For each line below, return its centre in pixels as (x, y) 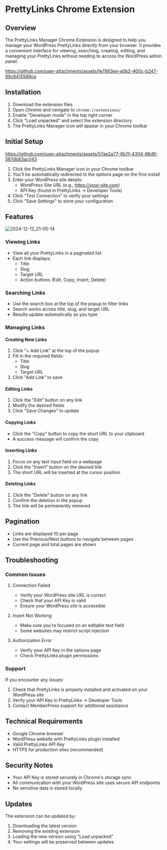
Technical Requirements (44, 721)
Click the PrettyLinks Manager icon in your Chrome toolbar (73, 169)
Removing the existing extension (46, 831)
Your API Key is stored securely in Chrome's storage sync (72, 777)
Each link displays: (32, 258)
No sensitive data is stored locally (47, 788)
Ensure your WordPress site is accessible (62, 606)
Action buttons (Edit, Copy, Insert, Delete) (63, 279)
